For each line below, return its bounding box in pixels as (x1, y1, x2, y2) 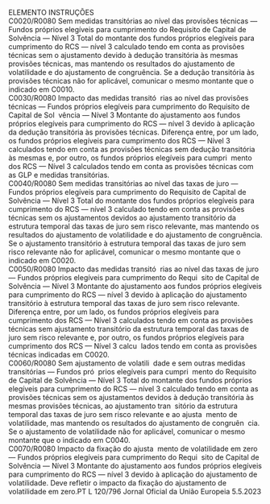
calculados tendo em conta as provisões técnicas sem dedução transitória (8, 145, 255, 154)
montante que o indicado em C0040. (8, 436, 131, 444)
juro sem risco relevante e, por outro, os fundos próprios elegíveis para (8, 333, 244, 342)
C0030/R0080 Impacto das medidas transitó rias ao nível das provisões (8, 93, 249, 102)
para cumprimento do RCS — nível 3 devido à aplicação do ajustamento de (8, 469, 258, 479)
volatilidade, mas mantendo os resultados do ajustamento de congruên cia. (8, 419, 260, 428)
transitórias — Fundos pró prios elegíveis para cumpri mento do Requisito (8, 367, 256, 376)
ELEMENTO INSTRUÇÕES (8, 8, 94, 17)
